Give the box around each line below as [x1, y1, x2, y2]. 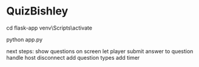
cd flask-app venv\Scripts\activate [6, 24, 93, 31]
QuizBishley [6, 4, 69, 18]
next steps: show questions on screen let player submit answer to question [6, 47, 194, 55]
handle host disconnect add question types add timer [6, 54, 140, 61]
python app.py [6, 36, 43, 43]
